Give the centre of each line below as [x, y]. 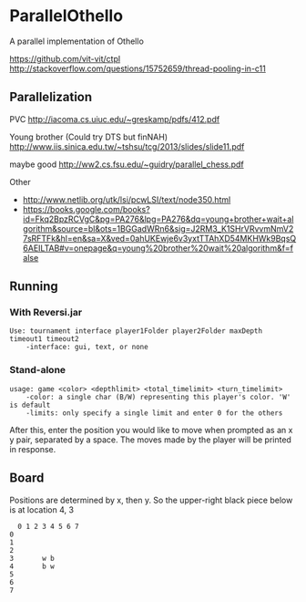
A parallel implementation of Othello [76, 41]
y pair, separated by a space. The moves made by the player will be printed [150, 440]
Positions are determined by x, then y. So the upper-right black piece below [151, 500]
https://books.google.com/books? [86, 209]
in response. [33, 449]
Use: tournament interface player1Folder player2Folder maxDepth [136, 331]
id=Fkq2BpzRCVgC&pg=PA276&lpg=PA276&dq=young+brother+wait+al [158, 219]
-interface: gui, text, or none [87, 348]
